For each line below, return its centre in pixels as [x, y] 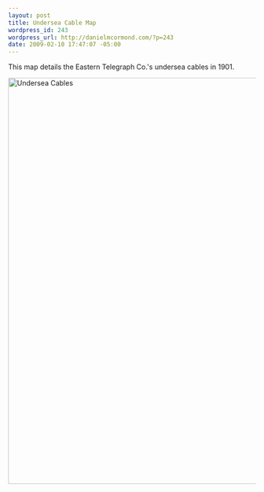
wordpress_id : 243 [38, 30]
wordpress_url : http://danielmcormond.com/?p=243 [91, 37]
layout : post [29, 15]
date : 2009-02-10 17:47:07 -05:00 [65, 45]
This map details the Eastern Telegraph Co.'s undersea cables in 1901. [121, 67]
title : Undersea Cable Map [52, 23]
